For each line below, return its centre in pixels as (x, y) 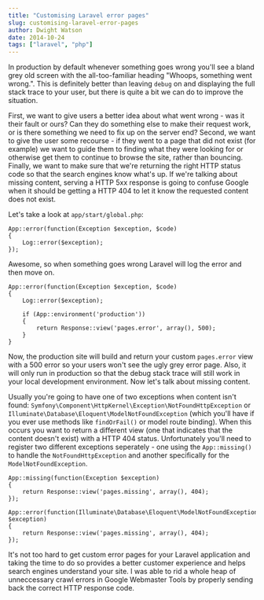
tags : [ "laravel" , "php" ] (50, 45)
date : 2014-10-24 (37, 37)
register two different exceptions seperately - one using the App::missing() (130, 447)
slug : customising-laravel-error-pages (73, 23)
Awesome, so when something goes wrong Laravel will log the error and (125, 264)
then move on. (31, 273)
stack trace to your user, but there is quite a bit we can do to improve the (126, 92)
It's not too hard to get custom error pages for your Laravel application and (129, 554)
